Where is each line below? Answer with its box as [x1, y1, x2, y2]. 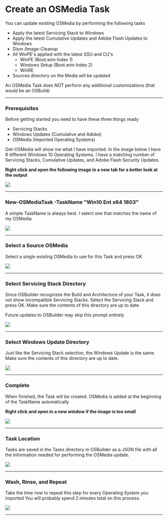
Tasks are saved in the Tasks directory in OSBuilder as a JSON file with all [5, 447, 157, 453]
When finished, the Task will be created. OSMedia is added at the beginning [5, 393, 161, 400]
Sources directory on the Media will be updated [12, 72, 111, 78]
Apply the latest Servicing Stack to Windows [12, 30, 104, 36]
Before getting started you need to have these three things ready [5, 116, 139, 122]
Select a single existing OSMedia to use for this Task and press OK [5, 253, 142, 259]
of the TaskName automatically [5, 399, 69, 405]
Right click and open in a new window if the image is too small [5, 408, 136, 415]
